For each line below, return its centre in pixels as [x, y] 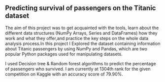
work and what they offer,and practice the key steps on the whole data [77, 38]
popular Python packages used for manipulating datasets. [64, 54]
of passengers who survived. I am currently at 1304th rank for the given [78, 69]
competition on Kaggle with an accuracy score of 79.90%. [64, 74]
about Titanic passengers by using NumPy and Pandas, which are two [76, 48]
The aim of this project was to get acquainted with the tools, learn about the [82, 28]
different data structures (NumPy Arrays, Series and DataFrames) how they [81, 33]
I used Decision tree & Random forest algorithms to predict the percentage [81, 63]
